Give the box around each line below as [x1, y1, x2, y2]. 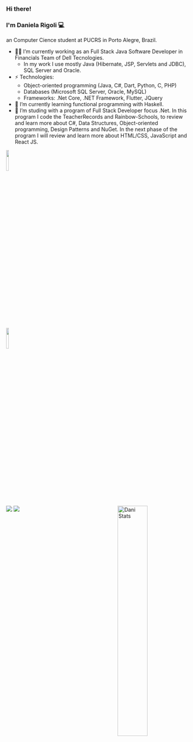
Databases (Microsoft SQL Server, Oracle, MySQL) [23, 88, 147, 96]
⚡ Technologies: [14, 73, 54, 81]
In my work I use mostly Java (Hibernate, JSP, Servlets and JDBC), [23, 61, 187, 68]
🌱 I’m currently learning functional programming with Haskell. [14, 101, 164, 108]
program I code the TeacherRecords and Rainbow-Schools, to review [14, 113, 183, 120]
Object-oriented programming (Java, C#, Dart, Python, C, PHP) [23, 82, 177, 89]
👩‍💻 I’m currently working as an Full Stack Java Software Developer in [14, 48, 183, 55]
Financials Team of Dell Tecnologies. [14, 54, 104, 61]
